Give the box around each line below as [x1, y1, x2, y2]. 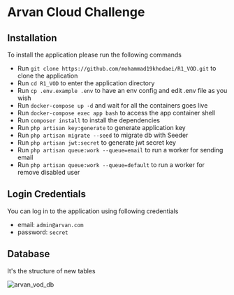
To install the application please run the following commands [7, 50, 182, 59]
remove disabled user [17, 168, 80, 176]
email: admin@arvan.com [17, 220, 84, 229]
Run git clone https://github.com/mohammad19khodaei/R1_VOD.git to [17, 64, 217, 72]
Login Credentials [7, 188, 86, 200]
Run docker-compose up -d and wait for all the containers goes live [17, 101, 208, 109]
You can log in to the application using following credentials [7, 207, 179, 215]
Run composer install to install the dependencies [17, 116, 161, 124]
